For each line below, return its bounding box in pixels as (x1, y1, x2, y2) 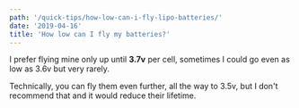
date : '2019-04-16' (9, 21, 83, 30)
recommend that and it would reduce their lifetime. (9, 90, 197, 101)
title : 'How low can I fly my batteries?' (9, 29, 171, 38)
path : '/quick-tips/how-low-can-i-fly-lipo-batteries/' (9, 12, 223, 22)
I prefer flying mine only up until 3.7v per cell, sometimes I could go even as (9, 54, 290, 65)
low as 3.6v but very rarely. (9, 63, 110, 74)
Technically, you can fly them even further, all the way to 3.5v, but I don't (9, 81, 278, 92)
